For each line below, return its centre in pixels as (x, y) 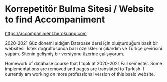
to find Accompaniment (55, 20)
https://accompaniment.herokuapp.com (46, 33)
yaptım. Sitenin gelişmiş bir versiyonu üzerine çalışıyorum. (65, 54)
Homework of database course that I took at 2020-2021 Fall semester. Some (83, 63)
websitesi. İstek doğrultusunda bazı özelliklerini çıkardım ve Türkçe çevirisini (83, 48)
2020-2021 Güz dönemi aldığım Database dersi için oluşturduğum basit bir (82, 43)
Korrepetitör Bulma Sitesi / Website (80, 9)
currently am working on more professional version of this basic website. (80, 74)
